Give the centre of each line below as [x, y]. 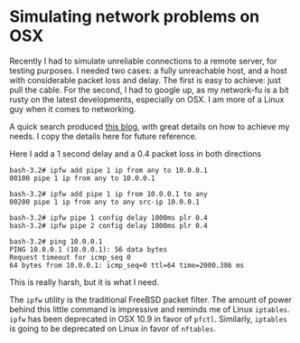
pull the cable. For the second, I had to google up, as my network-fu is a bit [149, 90]
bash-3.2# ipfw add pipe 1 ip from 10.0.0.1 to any [108, 194]
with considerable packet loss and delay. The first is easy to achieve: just [145, 80]
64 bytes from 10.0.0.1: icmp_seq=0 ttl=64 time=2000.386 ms [127, 265]
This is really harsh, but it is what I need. [84, 281]
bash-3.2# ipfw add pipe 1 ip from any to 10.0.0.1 [108, 170]
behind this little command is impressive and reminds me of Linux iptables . [150, 309]
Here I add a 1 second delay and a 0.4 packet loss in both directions [136, 153]
